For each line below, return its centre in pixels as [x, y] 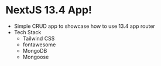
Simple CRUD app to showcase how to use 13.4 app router [85, 26]
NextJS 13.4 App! [49, 10]
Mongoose [36, 57]
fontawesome [39, 45]
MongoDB [35, 50]
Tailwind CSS [39, 38]
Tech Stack [28, 32]
